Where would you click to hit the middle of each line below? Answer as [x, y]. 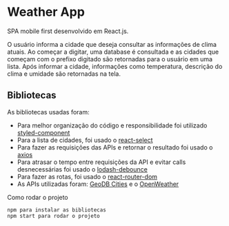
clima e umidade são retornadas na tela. [64, 74]
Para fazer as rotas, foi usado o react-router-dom [87, 176]
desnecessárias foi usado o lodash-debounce [82, 169]
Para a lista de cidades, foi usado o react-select [85, 140]
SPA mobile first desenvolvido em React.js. [68, 31]
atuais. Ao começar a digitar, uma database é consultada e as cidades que [113, 52]
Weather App [46, 12]
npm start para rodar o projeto [53, 216]
